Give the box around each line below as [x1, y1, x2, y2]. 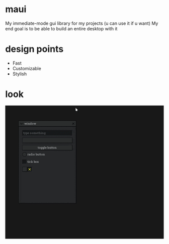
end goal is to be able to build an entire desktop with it [5, 25, 118, 31]
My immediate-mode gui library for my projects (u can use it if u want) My [5, 20, 158, 26]
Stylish [12, 71, 27, 77]
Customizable [12, 65, 41, 71]
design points [5, 43, 64, 55]
